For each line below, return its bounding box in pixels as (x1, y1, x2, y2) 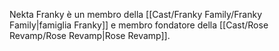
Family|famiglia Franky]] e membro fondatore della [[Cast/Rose (9, 19, 269, 31)
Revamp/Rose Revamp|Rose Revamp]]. (9, 30, 171, 41)
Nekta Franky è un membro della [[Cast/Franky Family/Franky (9, 9, 263, 20)
